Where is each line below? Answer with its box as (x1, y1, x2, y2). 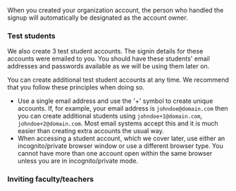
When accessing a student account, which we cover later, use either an (17, 134, 225, 143)
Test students (7, 31, 56, 41)
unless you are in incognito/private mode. (17, 156, 139, 165)
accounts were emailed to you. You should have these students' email (7, 54, 210, 63)
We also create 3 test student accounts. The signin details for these (7, 47, 204, 56)
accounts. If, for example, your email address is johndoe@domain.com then (17, 104, 228, 113)
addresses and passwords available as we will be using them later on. (7, 62, 210, 70)
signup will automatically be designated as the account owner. (7, 13, 188, 22)
